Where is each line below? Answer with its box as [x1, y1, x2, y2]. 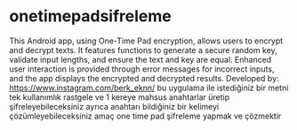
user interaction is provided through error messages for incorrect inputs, [9, 64, 275, 74]
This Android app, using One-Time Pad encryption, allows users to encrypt [9, 35, 284, 46]
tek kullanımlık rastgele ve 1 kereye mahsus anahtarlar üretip [9, 91, 229, 103]
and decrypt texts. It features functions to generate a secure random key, [9, 44, 277, 55]
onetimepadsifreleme [9, 6, 172, 27]
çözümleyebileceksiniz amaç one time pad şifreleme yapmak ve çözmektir [9, 111, 282, 121]
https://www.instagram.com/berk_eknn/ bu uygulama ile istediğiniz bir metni [9, 82, 289, 93]
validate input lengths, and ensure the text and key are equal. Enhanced [9, 54, 272, 65]
